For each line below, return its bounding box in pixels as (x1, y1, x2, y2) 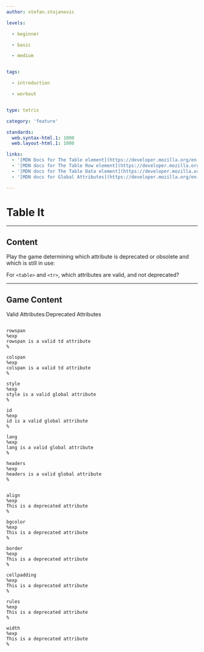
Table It (6, 205, 44, 219)
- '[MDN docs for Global (12, 174, 75, 180)
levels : (6, 19, 26, 26)
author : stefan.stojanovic (6, 8, 75, 15)
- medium (12, 53, 34, 59)
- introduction (12, 80, 50, 86)
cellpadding (6, 572, 36, 579)
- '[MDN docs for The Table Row (12, 163, 94, 169)
